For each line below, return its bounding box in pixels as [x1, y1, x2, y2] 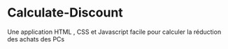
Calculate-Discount [7, 5, 124, 21]
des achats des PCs [7, 35, 65, 43]
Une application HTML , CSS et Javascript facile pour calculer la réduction [7, 28, 222, 36]
